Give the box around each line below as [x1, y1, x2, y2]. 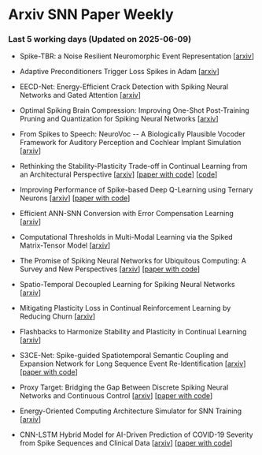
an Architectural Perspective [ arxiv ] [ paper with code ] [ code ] [19, 170, 218, 179]
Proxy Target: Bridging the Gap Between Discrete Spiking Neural [19, 382, 229, 392]
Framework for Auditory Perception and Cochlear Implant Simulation [19, 138, 242, 147]
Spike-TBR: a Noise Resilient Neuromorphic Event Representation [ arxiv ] [19, 51, 254, 61]
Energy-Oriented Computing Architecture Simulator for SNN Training [19, 406, 242, 416]
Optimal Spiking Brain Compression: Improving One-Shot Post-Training [19, 106, 249, 115]
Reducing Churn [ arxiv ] [19, 311, 96, 321]
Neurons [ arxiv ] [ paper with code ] [19, 193, 131, 203]
